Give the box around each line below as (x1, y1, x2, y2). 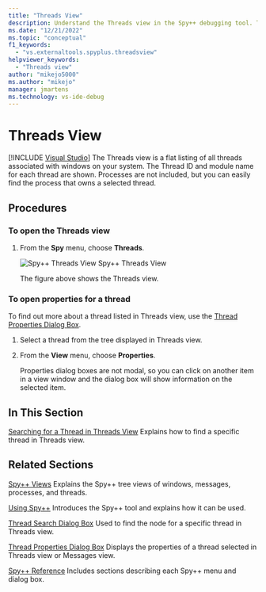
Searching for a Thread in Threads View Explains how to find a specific (8, 426, 240, 436)
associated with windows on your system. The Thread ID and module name (8, 162, 254, 171)
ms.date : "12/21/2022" (8, 26, 83, 34)
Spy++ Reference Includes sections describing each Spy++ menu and (8, 566, 237, 575)
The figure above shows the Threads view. (19, 273, 159, 283)
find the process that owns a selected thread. (8, 178, 157, 188)
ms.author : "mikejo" (8, 78, 77, 86)
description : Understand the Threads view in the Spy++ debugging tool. (8, 19, 253, 27)
